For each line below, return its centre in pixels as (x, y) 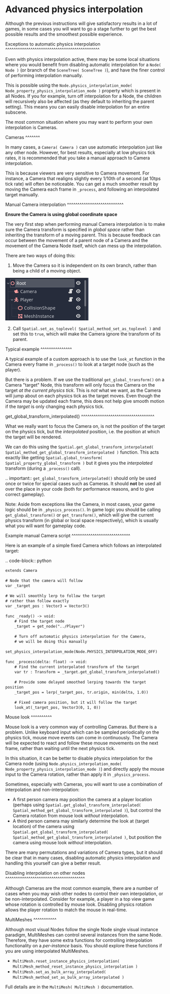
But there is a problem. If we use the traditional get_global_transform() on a (85, 380)
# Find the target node (40, 621)
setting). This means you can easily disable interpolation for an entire (77, 107)
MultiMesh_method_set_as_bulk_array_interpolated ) (68, 977)
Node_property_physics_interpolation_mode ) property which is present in (83, 90)
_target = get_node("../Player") (50, 626)
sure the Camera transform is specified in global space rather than (75, 229)
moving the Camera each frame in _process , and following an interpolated (82, 189)
